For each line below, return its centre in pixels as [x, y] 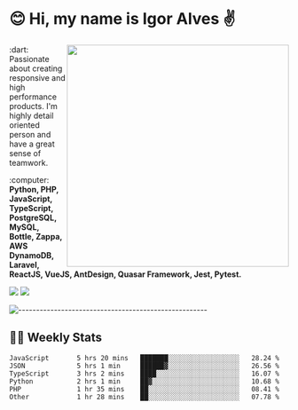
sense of [25, 153]
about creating [36, 68]
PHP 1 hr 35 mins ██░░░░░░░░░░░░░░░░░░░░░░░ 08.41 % [144, 389]
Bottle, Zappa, [36, 236]
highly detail [31, 115]
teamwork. [29, 162]
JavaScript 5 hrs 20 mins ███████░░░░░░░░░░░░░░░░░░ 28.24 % [144, 358]
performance [33, 97]
